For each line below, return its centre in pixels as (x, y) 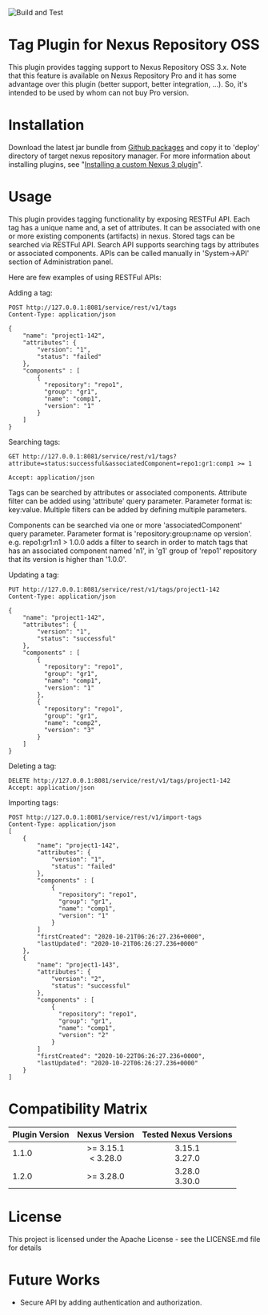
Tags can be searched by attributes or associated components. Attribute (128, 492)
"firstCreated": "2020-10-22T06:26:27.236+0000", (121, 1056)
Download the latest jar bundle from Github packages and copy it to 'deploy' (134, 147)
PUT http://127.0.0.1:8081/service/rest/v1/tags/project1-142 (114, 589)
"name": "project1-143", (78, 965)
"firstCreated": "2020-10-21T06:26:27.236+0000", (121, 936)
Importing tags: (33, 802)
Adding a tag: (30, 292)
